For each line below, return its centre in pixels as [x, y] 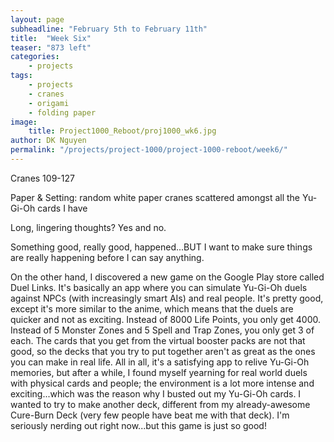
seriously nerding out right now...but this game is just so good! [138, 425]
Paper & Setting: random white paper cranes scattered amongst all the [155, 197]
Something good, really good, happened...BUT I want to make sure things [161, 247]
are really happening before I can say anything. [107, 257]
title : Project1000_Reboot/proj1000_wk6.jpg [122, 131]
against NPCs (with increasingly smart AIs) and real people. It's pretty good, [167, 298]
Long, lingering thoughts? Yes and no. [88, 227]
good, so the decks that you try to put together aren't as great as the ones [163, 351]
